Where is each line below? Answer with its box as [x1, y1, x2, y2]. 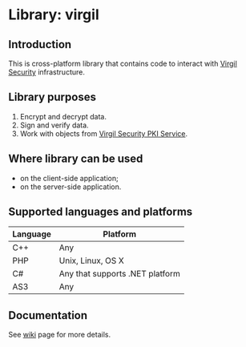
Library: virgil [8, 6, 99, 24]
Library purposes [8, 91, 96, 104]
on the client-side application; [19, 173, 119, 183]
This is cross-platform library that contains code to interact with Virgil [8, 59, 238, 68]
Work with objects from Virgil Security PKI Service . [19, 128, 188, 138]
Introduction [8, 38, 72, 51]
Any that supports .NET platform [58, 268, 180, 280]
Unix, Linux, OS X [58, 255, 124, 266]
